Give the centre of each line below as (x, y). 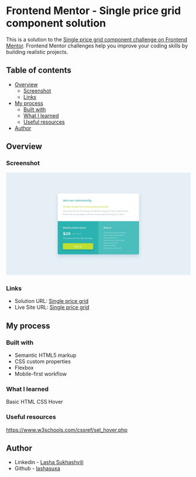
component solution (56, 23)
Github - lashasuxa (37, 469)
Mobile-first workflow (41, 374)
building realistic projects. (37, 52)
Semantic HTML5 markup (45, 355)
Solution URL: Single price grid (51, 301)
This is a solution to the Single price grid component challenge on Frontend (97, 39)
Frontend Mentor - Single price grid (94, 11)
